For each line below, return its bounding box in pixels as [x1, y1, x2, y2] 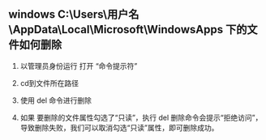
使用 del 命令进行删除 [19, 95, 92, 105]
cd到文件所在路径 [19, 78, 79, 87]
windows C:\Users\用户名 [8, 7, 139, 22]
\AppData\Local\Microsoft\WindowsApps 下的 [8, 23, 247, 36]
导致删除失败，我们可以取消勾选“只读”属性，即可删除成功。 [19, 122, 219, 132]
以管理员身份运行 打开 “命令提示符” [19, 61, 138, 70]
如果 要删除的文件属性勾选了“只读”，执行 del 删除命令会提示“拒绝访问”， [19, 112, 263, 122]
